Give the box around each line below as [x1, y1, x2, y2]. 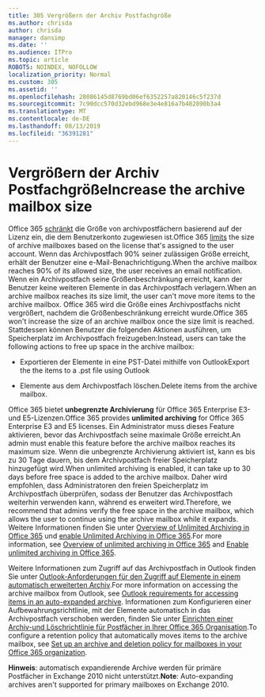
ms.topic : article [8, 56, 69, 64]
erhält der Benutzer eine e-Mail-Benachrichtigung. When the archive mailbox [8, 257, 257, 266]
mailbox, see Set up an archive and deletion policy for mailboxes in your [8, 639, 243, 649]
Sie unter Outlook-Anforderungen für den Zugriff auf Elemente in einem [8, 572, 241, 581]
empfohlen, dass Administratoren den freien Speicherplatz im [8, 481, 209, 490]
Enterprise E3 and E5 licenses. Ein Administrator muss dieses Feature [8, 421, 235, 431]
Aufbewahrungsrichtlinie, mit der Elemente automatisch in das [8, 605, 211, 615]
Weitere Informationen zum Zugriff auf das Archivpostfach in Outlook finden [8, 563, 256, 573]
